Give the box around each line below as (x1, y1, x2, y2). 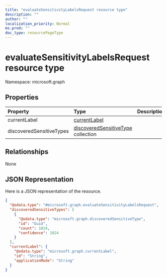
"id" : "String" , (14, 253, 48, 259)
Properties (5, 93, 39, 102)
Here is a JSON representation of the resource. (5, 188, 102, 194)
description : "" (5, 12, 39, 17)
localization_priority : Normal (5, 21, 70, 26)
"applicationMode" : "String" (14, 258, 75, 263)
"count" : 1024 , (18, 226, 50, 231)
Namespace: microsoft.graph (5, 79, 65, 85)
